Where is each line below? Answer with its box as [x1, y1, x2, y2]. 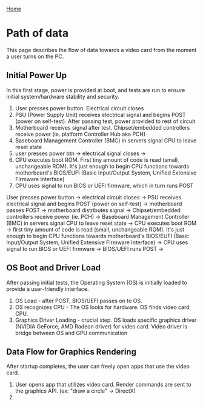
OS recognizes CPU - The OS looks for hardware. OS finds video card [15, 303, 190, 311]
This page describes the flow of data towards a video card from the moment [6, 46, 197, 53]
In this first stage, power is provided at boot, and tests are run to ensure [6, 86, 185, 93]
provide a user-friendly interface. [6, 285, 89, 293]
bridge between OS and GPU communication [15, 329, 128, 336]
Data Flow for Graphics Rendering [6, 347, 136, 357]
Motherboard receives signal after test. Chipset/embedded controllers [15, 124, 190, 131]
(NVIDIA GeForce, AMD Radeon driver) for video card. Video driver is [15, 322, 188, 330]
